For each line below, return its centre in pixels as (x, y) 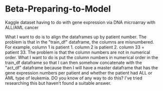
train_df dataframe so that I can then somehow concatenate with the (73, 62)
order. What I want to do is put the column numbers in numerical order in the (81, 57)
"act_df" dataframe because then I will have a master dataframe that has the (81, 68)
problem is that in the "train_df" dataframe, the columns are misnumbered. (80, 42)
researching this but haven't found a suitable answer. (58, 83)
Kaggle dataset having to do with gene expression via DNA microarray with (80, 22)
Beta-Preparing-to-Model (58, 9)
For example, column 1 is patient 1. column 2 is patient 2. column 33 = (75, 47)
